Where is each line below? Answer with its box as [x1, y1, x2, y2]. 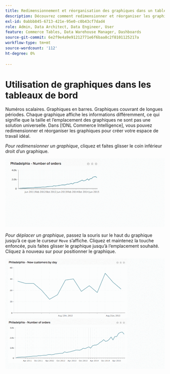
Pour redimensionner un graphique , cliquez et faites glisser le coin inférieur [5, 143, 162, 149]
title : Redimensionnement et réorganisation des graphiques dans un [5, 8, 153, 13]
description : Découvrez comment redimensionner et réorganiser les [5, 13, 151, 19]
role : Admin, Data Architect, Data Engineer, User [5, 24, 114, 29]
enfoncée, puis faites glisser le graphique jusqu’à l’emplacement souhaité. [5, 243, 159, 249]
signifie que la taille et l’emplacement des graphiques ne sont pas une [5, 117, 151, 123]
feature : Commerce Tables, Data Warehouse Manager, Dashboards [5, 29, 142, 35]
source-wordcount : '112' [5, 46, 58, 51]
